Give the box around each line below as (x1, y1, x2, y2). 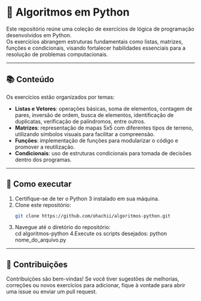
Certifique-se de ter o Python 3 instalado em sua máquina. (14, 195, 160, 202)
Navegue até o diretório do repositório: (14, 224, 111, 231)
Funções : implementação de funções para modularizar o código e (14, 137, 178, 144)
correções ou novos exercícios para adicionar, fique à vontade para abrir (6, 282, 185, 289)
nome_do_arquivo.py (14, 236, 66, 243)
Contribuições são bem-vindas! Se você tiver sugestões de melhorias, (6, 275, 179, 282)
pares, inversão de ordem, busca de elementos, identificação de (14, 111, 174, 119)
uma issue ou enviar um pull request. (6, 288, 98, 296)
